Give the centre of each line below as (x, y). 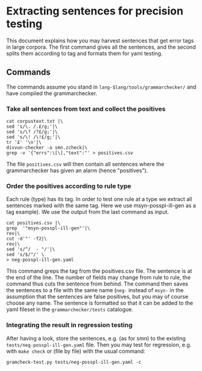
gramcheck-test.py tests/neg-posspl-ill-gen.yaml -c (74, 362)
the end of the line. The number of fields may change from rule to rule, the (99, 278)
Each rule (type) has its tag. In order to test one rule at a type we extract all (99, 199)
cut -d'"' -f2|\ (27, 239)
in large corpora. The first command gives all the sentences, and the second (101, 47)
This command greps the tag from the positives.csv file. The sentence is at (99, 271)
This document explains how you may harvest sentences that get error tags (100, 40)
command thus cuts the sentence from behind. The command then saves (97, 284)
